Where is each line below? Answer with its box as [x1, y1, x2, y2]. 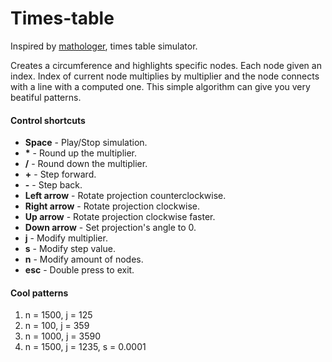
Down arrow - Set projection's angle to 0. [24, 222, 197, 234]
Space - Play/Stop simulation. [24, 137, 148, 149]
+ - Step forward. [24, 168, 97, 181]
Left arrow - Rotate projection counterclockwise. [24, 190, 227, 202]
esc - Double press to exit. [24, 264, 135, 276]
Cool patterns [10, 287, 69, 299]
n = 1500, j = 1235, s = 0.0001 [24, 341, 147, 353]
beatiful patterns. [10, 91, 82, 103]
